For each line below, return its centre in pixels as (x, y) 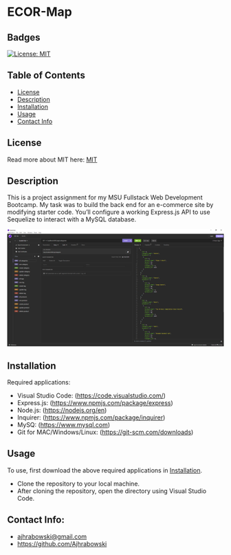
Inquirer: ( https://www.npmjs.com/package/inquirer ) (91, 417)
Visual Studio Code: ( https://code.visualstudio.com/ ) (91, 395)
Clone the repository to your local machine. (78, 483)
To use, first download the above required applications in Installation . (105, 470)
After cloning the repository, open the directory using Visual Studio (112, 491)
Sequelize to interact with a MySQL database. (71, 219)
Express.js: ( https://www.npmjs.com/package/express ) (95, 402)
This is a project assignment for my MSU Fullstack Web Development (105, 197)
